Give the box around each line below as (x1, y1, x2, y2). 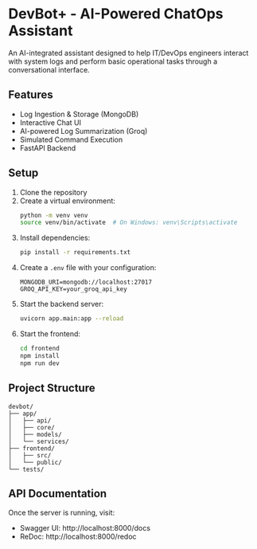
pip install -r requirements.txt (19, 249, 131, 257)
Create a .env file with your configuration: (19, 263, 157, 273)
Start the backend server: (19, 300, 104, 309)
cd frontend (19, 344, 60, 353)
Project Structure (8, 382, 95, 395)
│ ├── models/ (8, 430, 62, 438)
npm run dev (19, 359, 60, 367)
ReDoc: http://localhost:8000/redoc (19, 531, 137, 542)
